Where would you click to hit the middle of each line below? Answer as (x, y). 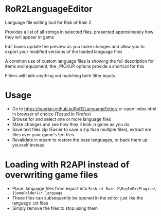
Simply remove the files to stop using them (55, 208)
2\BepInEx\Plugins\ (136, 189)
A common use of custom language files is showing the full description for (80, 61)
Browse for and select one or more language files (62, 119)
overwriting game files (52, 175)
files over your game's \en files (43, 134)
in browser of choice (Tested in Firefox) (52, 114)
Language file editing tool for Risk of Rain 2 (48, 22)
